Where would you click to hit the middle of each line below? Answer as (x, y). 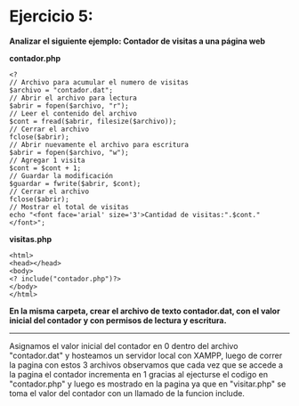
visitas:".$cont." (226, 215)
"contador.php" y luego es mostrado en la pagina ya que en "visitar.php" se (148, 384)
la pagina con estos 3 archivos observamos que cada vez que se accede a (146, 365)
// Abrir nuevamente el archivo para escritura (99, 144)
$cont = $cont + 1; (45, 168)
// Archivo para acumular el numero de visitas (99, 82)
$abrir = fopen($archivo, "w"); (69, 152)
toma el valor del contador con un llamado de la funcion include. (127, 393)
